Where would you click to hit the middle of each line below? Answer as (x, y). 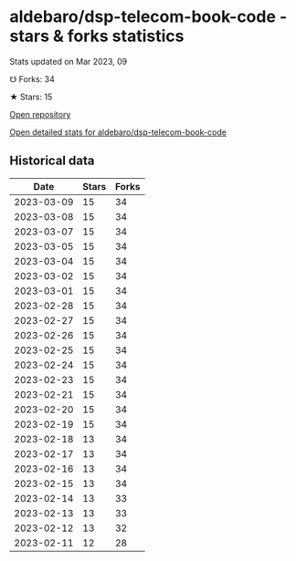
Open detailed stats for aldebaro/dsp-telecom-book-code (118, 132)
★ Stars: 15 (31, 97)
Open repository (40, 114)
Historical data (52, 161)
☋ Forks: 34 (32, 78)
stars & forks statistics (97, 36)
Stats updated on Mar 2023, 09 (69, 61)
